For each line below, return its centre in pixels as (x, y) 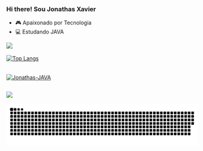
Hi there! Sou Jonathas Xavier (51, 9)
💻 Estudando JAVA (40, 32)
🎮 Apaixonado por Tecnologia (53, 23)
